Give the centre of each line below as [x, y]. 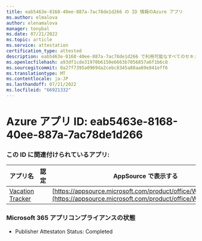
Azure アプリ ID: [47, 122]
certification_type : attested [44, 51]
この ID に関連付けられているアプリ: [58, 154]
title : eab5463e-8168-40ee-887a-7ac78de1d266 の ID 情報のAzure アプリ [95, 12]
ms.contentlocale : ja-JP [37, 79]
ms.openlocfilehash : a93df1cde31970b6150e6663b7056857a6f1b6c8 [87, 62]
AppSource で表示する [146, 176]
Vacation [22, 191]
